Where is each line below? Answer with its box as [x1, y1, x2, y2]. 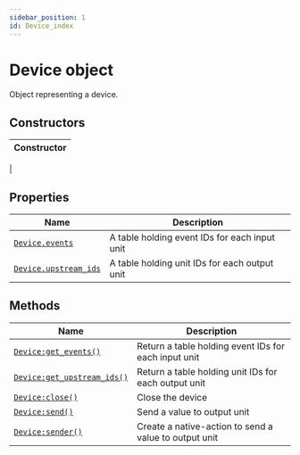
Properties [9, 189, 70, 205]
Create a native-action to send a [137, 420, 274, 433]
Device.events [13, 238, 74, 248]
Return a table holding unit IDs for [137, 365, 278, 377]
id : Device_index [9, 21, 74, 30]
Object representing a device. [9, 89, 119, 100]
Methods [9, 298, 61, 313]
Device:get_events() [13, 346, 101, 357]
